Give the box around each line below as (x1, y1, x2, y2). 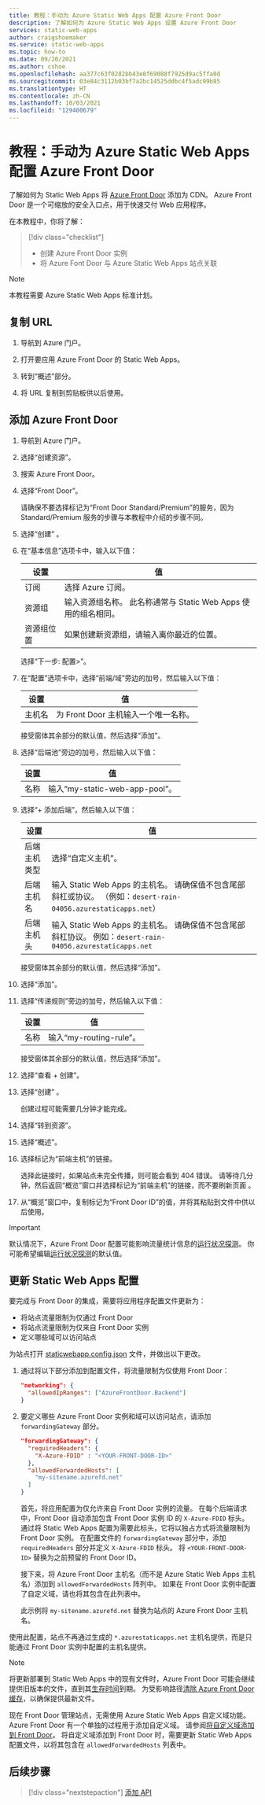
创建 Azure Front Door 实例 (39, 249, 128, 258)
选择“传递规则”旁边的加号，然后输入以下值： (20, 996, 165, 1005)
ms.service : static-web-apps (9, 41, 105, 49)
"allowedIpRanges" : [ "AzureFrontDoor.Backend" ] (28, 1389, 187, 1397)
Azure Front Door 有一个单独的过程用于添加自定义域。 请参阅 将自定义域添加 (9, 1720, 255, 1729)
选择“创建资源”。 (20, 452, 75, 462)
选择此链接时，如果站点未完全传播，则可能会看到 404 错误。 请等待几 (20, 1170, 247, 1180)
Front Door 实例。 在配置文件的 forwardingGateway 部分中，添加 (20, 1533, 226, 1542)
